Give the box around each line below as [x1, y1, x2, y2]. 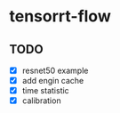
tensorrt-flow [9, 6, 111, 27]
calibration [21, 95, 61, 106]
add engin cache [21, 76, 84, 86]
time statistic [21, 85, 69, 96]
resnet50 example [21, 65, 89, 76]
